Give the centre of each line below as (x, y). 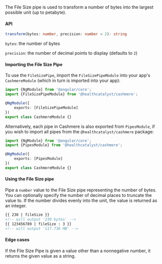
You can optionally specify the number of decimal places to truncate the (79, 195)
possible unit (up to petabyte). (36, 12)
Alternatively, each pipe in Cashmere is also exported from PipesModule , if (80, 126)
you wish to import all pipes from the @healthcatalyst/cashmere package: (80, 132)
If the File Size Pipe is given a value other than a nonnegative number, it (78, 251)
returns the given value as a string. (40, 256)
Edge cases (17, 240)
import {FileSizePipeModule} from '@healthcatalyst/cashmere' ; (72, 94)
